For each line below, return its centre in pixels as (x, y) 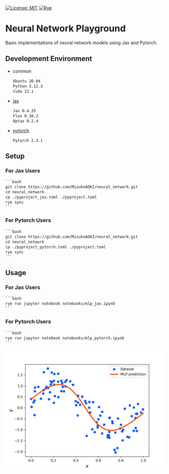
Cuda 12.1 (23, 91)
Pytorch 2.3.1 (28, 141)
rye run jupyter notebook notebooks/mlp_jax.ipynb (60, 304)
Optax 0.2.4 (25, 121)
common (22, 71)
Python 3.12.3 (28, 86)
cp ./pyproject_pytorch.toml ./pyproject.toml (56, 247)
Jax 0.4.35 (24, 111)
